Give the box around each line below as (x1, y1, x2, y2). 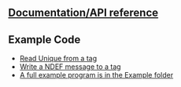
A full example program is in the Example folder (19, 71, 174, 80)
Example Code (8, 33, 81, 46)
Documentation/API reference (8, 6, 159, 20)
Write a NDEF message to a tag (19, 62, 121, 71)
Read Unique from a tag (19, 54, 98, 63)
